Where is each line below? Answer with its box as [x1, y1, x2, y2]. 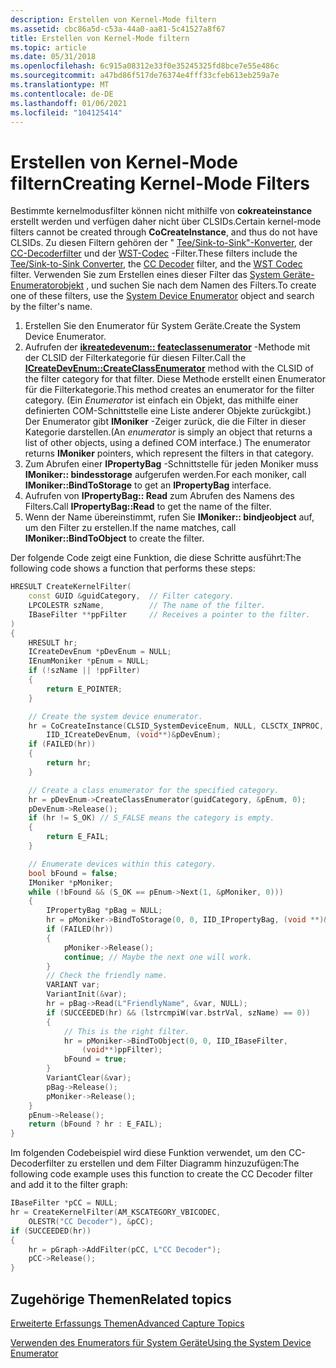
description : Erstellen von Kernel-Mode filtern [10, 14, 217, 25]
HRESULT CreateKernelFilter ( [10, 582, 132, 592]
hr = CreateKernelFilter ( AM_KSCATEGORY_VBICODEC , [10, 1207, 222, 1218]
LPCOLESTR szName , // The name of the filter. [28, 601, 267, 611]
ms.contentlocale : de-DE [10, 89, 114, 99]
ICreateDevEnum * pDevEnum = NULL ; [28, 647, 172, 657]
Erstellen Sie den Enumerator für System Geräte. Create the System [24, 320, 302, 332]
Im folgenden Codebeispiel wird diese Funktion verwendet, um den [10, 1147, 287, 1159]
